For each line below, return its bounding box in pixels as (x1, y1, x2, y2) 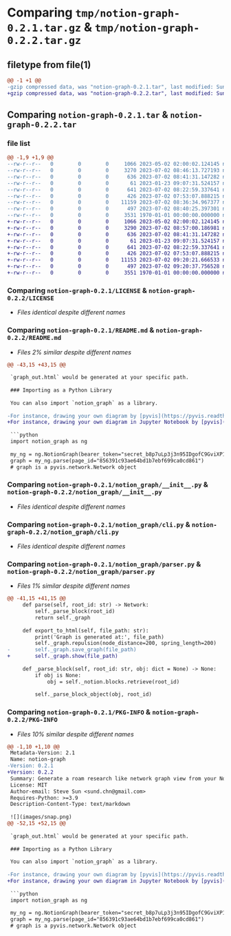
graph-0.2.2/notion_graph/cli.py (7, 528, 119, 536)
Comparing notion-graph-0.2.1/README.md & (7, 326, 155, 335)
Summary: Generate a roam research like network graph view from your (10, 775, 217, 782)
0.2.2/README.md (7, 334, 62, 342)
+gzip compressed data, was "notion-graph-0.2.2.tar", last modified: (7, 89, 214, 97)
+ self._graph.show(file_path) (7, 652, 118, 660)
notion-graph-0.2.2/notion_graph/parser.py (7, 568, 155, 575)
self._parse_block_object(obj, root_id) (34, 691, 153, 698)
